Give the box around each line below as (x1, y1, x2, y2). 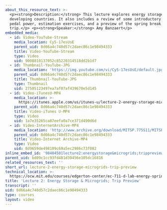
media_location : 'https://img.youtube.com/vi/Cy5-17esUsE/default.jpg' (14, 68, 166, 73)
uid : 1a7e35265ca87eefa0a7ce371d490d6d (14, 118, 97, 123)
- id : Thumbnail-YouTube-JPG (9, 63, 70, 68)
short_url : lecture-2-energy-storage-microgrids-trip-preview (5, 165, 137, 170)
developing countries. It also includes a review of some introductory (9, 16, 162, 21)
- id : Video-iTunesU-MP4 (9, 91, 61, 96)
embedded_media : (5, 30, 39, 35)
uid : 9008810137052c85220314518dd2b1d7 (14, 58, 97, 63)
